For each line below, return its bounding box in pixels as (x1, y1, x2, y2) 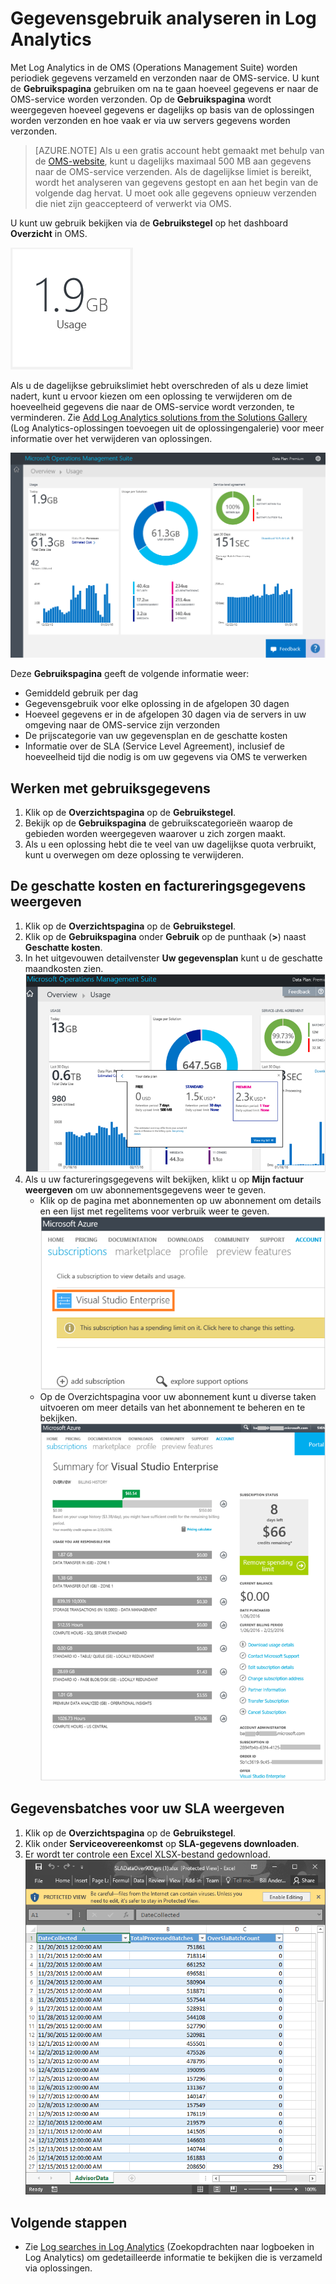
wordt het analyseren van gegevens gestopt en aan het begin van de (34, 176, 319, 188)
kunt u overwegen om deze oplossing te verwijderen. (24, 849, 244, 861)
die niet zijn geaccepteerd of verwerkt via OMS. (34, 197, 232, 209)
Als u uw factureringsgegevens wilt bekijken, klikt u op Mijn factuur (24, 1173, 304, 1185)
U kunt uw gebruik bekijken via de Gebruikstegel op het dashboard (10, 217, 288, 229)
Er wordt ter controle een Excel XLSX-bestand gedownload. (24, 1848, 271, 1860)
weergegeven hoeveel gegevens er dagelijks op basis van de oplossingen (10, 103, 315, 116)
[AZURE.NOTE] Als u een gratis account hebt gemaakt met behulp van (34, 144, 325, 156)
